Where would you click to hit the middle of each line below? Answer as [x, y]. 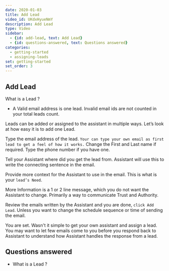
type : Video [18, 29]
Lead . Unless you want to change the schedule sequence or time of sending [84, 210]
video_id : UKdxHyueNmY [29, 19]
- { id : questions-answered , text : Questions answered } [69, 43]
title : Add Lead [22, 15]
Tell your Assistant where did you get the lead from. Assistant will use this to [85, 159]
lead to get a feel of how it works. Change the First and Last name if [81, 144]
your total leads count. [36, 114]
